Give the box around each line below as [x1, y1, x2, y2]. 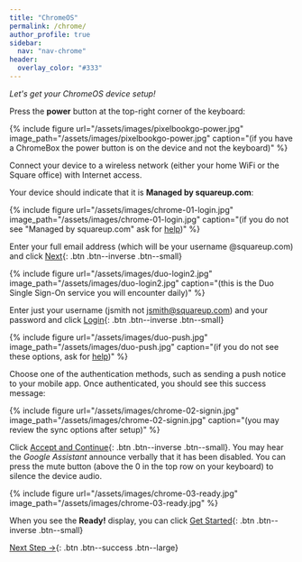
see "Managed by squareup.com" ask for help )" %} [9, 223, 201, 235]
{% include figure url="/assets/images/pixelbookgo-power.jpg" [9, 123, 244, 134]
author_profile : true [9, 30, 91, 39]
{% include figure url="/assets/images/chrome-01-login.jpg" [9, 204, 234, 215]
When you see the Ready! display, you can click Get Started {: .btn [9, 515, 255, 526]
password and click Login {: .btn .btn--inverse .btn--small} [9, 314, 224, 325]
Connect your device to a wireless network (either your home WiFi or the [9, 160, 279, 170]
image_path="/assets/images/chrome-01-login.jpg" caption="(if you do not [9, 214, 289, 225]
